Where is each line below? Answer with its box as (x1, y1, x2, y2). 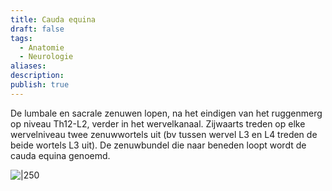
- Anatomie (19, 42, 65, 53)
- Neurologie (19, 52, 74, 62)
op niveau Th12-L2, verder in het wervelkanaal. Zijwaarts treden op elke (10, 117, 306, 130)
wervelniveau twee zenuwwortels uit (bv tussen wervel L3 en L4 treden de (10, 128, 318, 140)
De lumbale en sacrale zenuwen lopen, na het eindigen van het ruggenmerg (10, 107, 323, 119)
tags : (10, 33, 33, 43)
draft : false (10, 24, 65, 34)
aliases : (10, 61, 47, 71)
